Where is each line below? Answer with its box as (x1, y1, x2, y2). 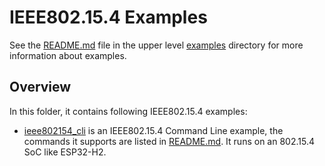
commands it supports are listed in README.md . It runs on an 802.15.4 (23, 135, 315, 147)
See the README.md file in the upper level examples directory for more (9, 39, 304, 51)
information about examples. (9, 49, 127, 61)
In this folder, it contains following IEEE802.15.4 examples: (9, 105, 248, 117)
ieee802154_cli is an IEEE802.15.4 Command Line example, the (23, 124, 284, 136)
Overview (9, 79, 72, 96)
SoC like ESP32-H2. (23, 146, 107, 158)
